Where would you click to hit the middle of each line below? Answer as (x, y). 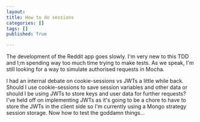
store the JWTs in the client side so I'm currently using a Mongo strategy (96, 106)
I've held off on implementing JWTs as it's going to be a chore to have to (96, 100)
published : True (27, 34)
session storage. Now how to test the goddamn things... (76, 113)
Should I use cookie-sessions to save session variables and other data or (97, 87)
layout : (16, 12)
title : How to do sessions (40, 17)
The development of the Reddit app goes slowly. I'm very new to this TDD (98, 56)
